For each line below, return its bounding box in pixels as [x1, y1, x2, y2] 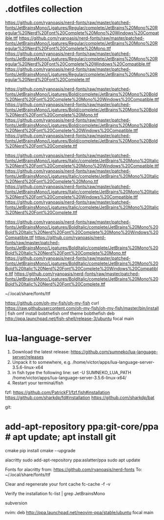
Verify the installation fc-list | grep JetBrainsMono [5, 490, 105, 496]
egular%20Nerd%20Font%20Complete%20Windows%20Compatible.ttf [5, 61, 151, 67]
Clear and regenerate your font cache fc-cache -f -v [5, 481, 111, 487]
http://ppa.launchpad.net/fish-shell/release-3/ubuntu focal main [5, 316, 134, 321]
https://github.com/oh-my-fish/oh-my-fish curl [5, 300, 99, 306]
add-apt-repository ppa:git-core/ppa [5, 421, 159, 432]
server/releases [12, 354, 44, 360]
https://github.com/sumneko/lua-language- [70, 349, 158, 355]
